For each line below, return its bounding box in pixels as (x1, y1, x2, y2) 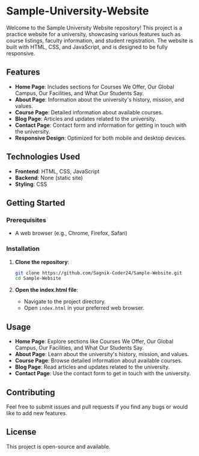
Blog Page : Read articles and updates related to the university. (14, 363, 170, 371)
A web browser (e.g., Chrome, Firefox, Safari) (14, 230, 128, 237)
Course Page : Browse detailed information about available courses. (14, 357, 183, 365)
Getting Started (6, 197, 66, 208)
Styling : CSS (14, 180, 47, 188)
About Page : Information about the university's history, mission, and (14, 96, 185, 103)
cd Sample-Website (14, 276, 61, 282)
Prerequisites (6, 215, 46, 224)
